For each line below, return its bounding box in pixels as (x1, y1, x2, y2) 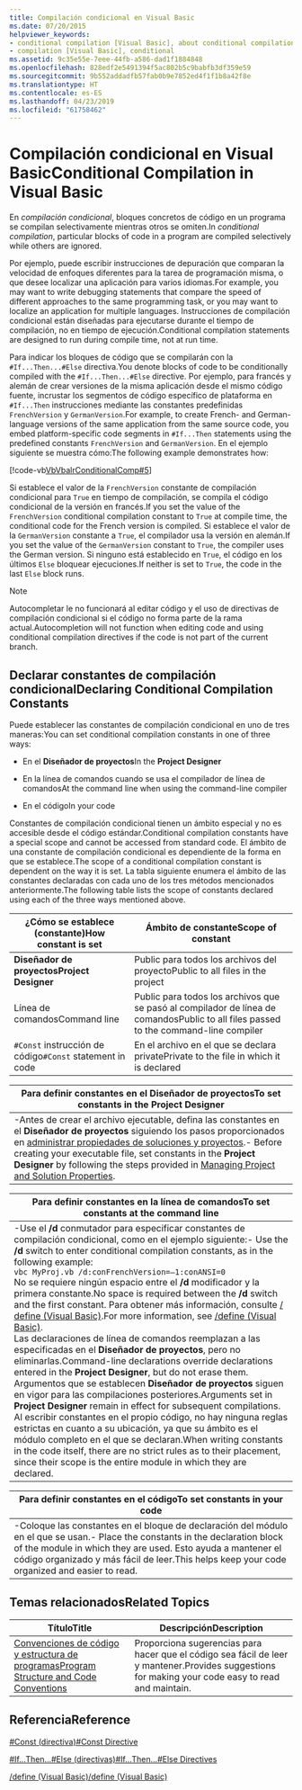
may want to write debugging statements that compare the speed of (9, 287, 262, 298)
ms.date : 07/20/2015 (9, 22, 87, 31)
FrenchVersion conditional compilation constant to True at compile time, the (9, 511, 288, 522)
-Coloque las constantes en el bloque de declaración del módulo (13, 1519, 289, 1532)
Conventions (13, 1681, 67, 1694)
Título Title (48, 1621, 93, 1633)
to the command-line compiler (134, 1025, 263, 1036)
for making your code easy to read (134, 1670, 280, 1683)
